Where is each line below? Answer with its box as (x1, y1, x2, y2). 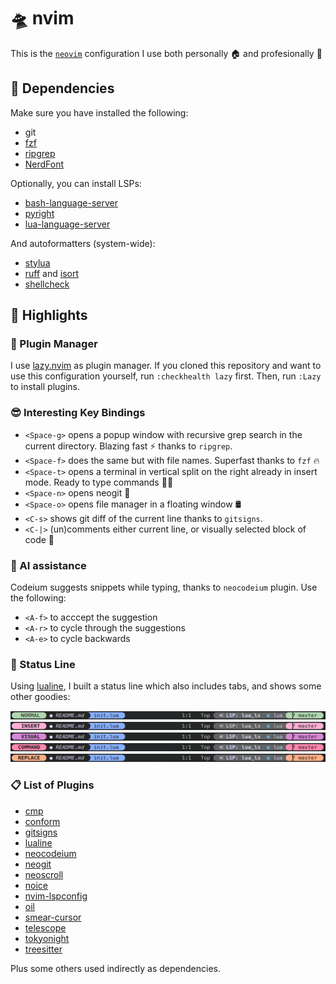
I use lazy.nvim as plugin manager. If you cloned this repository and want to (10, 360, 322, 372)
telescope (24, 921, 67, 934)
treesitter (24, 943, 63, 955)
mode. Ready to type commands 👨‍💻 (24, 476, 174, 488)
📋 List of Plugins (10, 778, 95, 792)
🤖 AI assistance (10, 558, 87, 572)
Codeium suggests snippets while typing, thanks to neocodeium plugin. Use (10, 581, 318, 594)
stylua (24, 256, 51, 269)
